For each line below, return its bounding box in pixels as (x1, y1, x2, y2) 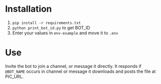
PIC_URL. (5, 73, 24, 79)
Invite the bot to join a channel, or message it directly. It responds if (5, 63, 142, 69)
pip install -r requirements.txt (12, 21, 81, 25)
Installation (5, 3, 52, 15)
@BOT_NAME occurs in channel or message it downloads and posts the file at (5, 68, 156, 74)
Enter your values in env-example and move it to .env (12, 30, 118, 36)
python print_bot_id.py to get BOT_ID (12, 24, 90, 30)
